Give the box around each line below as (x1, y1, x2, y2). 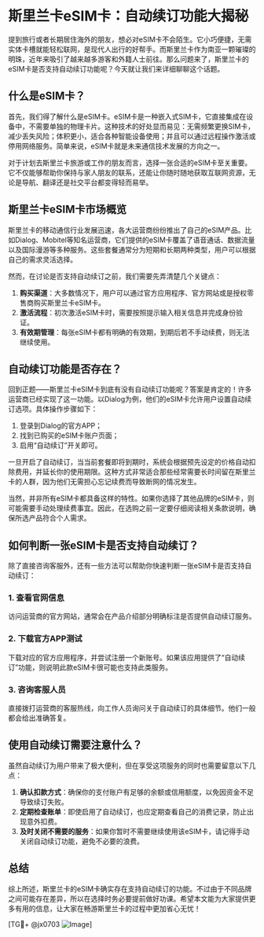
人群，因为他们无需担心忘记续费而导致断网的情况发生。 (21, 477, 201, 487)
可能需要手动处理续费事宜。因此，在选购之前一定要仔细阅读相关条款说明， (8, 504, 249, 513)
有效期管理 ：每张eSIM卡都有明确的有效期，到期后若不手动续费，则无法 (19, 327, 250, 336)
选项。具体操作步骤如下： (14, 404, 98, 413)
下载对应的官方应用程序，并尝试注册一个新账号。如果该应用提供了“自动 (8, 652, 239, 662)
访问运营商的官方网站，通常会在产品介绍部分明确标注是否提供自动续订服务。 (8, 612, 256, 621)
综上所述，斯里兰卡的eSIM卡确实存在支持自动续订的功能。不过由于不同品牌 (8, 884, 252, 893)
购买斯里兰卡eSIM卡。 (33, 298, 106, 307)
